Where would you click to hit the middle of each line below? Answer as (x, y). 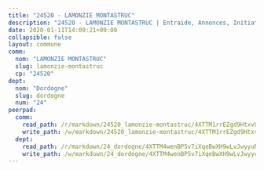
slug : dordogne (40, 96)
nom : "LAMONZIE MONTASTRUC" (61, 60)
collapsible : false (40, 37)
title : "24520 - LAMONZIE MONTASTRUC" (71, 15)
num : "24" (31, 103)
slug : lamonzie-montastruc (59, 67)
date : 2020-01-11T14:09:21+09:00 (63, 30)
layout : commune (35, 45)
